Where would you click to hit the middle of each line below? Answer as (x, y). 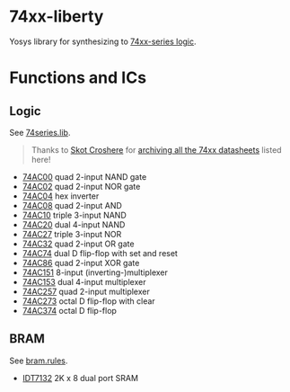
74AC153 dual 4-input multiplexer (84, 281)
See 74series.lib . (40, 132)
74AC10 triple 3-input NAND (75, 215)
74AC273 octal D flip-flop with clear (88, 301)
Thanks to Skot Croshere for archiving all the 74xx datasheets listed (156, 149)
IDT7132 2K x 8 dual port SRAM (80, 378)
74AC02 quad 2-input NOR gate (81, 186)
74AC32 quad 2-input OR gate (78, 244)
